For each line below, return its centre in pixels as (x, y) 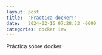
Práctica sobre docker (34, 46)
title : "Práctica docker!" (42, 18)
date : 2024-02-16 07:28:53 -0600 (51, 23)
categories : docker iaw (36, 29)
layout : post (23, 12)
